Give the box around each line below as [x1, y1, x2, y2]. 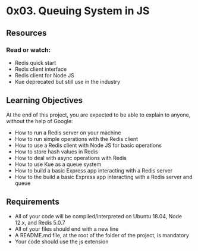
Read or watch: [6, 46, 51, 54]
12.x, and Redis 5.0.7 [14, 219, 65, 226]
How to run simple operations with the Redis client [14, 135, 139, 142]
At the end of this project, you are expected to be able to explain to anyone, [6, 111, 191, 118]
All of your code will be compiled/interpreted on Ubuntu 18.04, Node [14, 212, 183, 219]
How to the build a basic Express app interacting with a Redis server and [14, 173, 193, 180]
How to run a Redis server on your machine [14, 129, 121, 136]
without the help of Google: [6, 117, 73, 124]
